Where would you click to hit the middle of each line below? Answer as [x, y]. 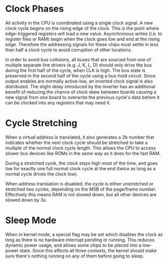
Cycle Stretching [41, 123]
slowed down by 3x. [26, 200]
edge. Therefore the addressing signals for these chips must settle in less [82, 44]
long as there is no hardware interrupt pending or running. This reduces [80, 240]
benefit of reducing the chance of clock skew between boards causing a [81, 92]
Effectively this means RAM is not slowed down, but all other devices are [81, 194]
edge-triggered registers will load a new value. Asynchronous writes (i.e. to [84, 33]
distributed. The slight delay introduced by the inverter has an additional [80, 86]
